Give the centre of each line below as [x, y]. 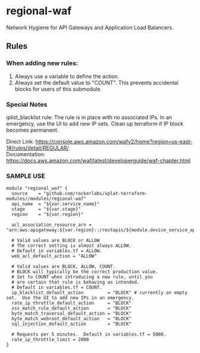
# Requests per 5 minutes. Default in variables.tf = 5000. [89, 335]
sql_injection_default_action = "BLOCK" [72, 324]
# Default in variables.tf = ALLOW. [57, 251]
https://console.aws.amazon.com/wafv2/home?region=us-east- [114, 141]
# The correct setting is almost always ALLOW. [72, 246]
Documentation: [26, 154]
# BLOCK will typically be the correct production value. [85, 272]
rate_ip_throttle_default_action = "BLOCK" [72, 303]
